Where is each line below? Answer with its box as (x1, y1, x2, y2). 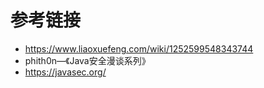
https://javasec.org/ (24, 66, 107, 78)
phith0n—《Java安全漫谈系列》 (24, 54, 151, 66)
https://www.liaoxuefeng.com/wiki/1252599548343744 (24, 42, 254, 55)
